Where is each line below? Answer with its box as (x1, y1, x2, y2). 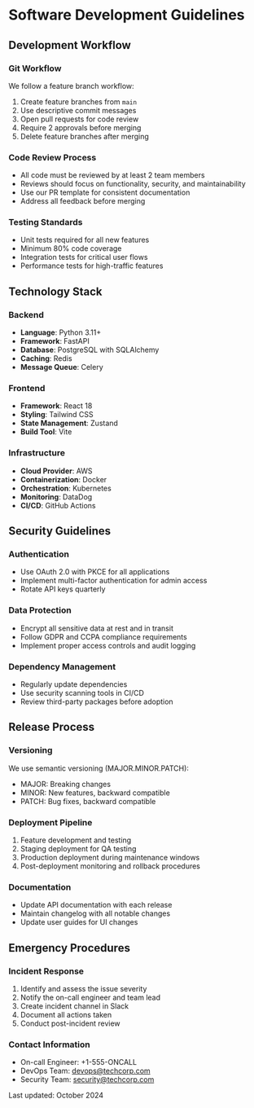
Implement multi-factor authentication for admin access (20, 576, 208, 586)
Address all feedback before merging (20, 196, 146, 206)
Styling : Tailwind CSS (20, 410, 94, 420)
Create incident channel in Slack (20, 1001, 129, 1011)
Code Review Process (8, 152, 97, 163)
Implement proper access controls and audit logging (20, 640, 196, 650)
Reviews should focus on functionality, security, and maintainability (20, 179, 246, 189)
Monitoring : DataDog (20, 491, 93, 502)
